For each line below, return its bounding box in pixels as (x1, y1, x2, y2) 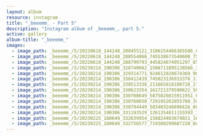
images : (6, 43, 26, 49)
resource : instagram (6, 14, 59, 20)
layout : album (6, 8, 42, 15)
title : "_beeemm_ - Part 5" (6, 20, 77, 26)
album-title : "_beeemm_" (6, 37, 69, 43)
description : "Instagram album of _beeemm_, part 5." (6, 25, 145, 32)
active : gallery (6, 31, 47, 37)
